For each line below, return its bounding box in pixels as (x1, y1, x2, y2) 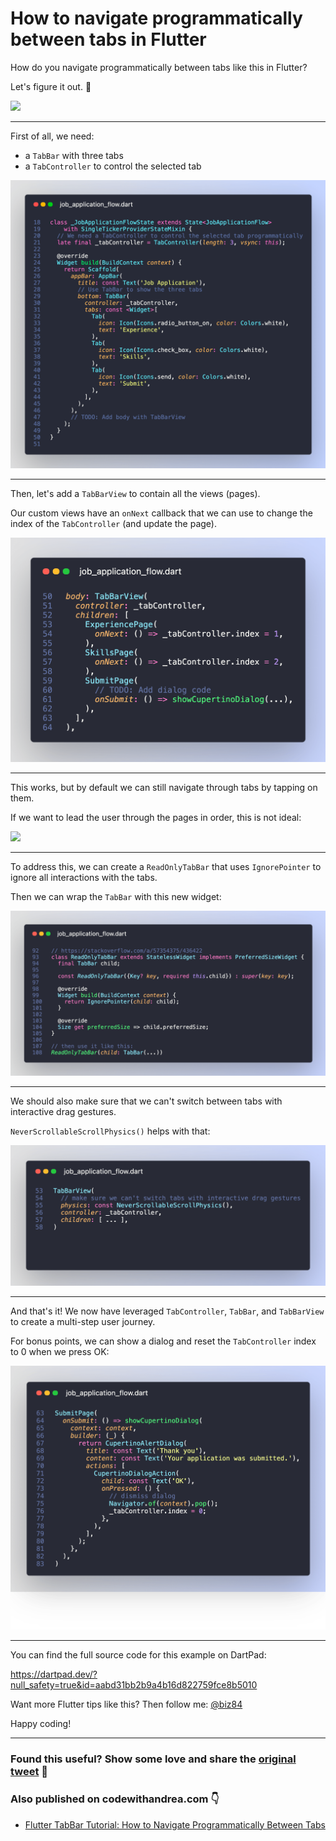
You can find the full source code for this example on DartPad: (10, 1649, 267, 1661)
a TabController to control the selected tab (24, 160, 202, 172)
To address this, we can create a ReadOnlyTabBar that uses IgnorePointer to (10, 861, 322, 873)
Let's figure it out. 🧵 (10, 80, 92, 92)
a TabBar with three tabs (24, 149, 124, 161)
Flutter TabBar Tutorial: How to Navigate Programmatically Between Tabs (24, 1818, 326, 1831)
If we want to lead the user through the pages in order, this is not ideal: (10, 812, 302, 824)
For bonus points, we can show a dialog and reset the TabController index (10, 1335, 317, 1347)
